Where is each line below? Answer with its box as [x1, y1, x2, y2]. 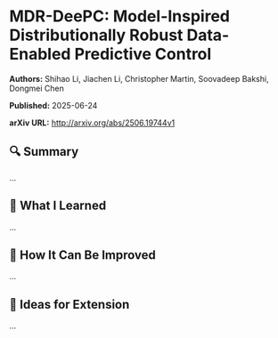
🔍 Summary [9, 144, 79, 159]
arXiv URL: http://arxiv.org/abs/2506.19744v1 [9, 117, 176, 128]
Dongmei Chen [9, 83, 65, 93]
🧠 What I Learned [9, 198, 107, 213]
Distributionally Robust [9, 25, 184, 45]
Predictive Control [74, 44, 212, 64]
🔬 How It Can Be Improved [9, 247, 156, 262]
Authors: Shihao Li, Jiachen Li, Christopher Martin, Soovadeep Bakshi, [9, 73, 269, 84]
